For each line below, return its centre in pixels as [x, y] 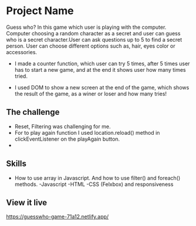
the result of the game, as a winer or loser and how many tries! [91, 94]
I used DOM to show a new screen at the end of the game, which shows [102, 87]
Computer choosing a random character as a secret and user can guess [93, 33]
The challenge [33, 112]
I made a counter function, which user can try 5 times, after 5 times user [102, 64]
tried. [21, 76]
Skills [16, 164]
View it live [26, 202]
